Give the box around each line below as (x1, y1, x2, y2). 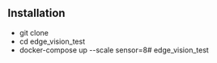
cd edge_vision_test (19, 36, 86, 46)
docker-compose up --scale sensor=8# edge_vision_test (19, 44, 210, 55)
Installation (7, 6, 66, 20)
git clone (19, 27, 49, 37)
